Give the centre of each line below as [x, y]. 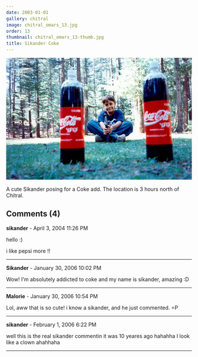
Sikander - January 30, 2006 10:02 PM [54, 267]
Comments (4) [33, 214]
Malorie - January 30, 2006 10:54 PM [52, 296]
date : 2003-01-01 [27, 12]
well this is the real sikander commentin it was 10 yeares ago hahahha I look [98, 336]
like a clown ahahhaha [33, 342]
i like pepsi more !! [28, 251]
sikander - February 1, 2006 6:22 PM [51, 325]
